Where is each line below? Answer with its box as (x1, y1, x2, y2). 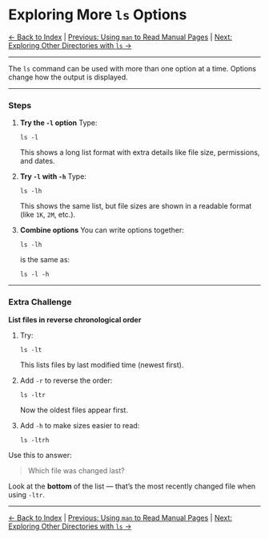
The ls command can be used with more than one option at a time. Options (8, 63, 256, 73)
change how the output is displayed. (8, 72, 128, 82)
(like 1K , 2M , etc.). (19, 210, 76, 220)
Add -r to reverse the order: (19, 375, 113, 385)
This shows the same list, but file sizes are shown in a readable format (19, 201, 252, 211)
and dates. (19, 156, 55, 166)
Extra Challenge (8, 297, 72, 308)
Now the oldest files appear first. (19, 405, 128, 415)
